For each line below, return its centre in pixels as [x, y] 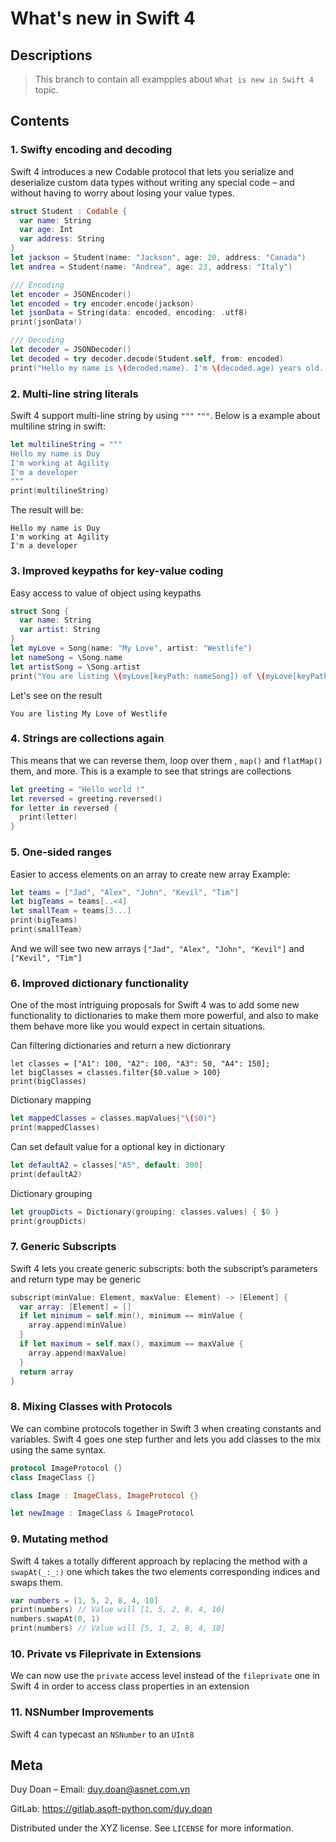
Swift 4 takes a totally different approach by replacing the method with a [159, 1561]
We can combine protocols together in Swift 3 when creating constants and [166, 1428]
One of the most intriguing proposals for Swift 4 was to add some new [155, 1005]
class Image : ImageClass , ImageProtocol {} [104, 1495]
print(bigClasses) [48, 1082]
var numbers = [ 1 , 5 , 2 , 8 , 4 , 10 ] [84, 1600]
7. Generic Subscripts [63, 1247]
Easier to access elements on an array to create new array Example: [150, 874]
